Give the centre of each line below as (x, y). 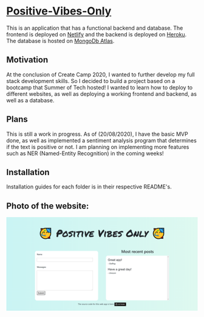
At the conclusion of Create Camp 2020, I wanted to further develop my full (101, 75)
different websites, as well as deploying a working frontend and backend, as (102, 94)
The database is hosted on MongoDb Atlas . (60, 41)
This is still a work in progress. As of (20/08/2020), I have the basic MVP (97, 134)
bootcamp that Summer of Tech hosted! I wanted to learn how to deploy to (100, 87)
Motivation (27, 60)
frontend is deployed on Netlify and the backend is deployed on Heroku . (97, 34)
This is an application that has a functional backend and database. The (95, 28)
